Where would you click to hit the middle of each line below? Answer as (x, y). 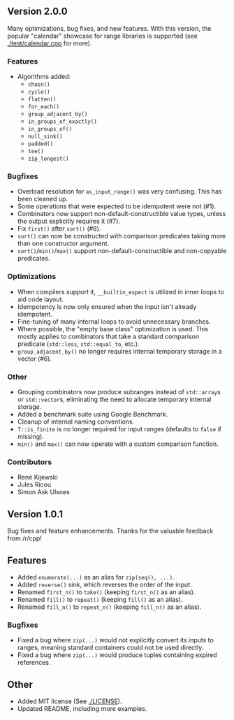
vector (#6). (35, 359)
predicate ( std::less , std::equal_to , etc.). (78, 344)
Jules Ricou (34, 484)
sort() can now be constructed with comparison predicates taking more (122, 236)
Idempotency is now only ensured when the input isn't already (107, 306)
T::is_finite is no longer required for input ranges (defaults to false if (119, 429)
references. (34, 663)
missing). (30, 437)
